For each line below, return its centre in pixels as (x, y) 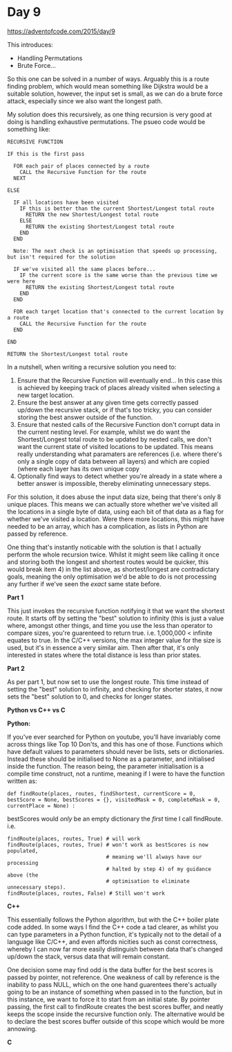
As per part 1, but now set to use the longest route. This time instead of (108, 682)
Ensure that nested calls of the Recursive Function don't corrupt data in (118, 424)
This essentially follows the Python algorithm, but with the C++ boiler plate (113, 920)
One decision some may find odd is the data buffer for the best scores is (110, 970)
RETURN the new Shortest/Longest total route (92, 214)
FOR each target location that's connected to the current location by (119, 312)
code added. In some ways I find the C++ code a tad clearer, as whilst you (113, 927)
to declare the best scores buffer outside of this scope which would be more (116, 1021)
